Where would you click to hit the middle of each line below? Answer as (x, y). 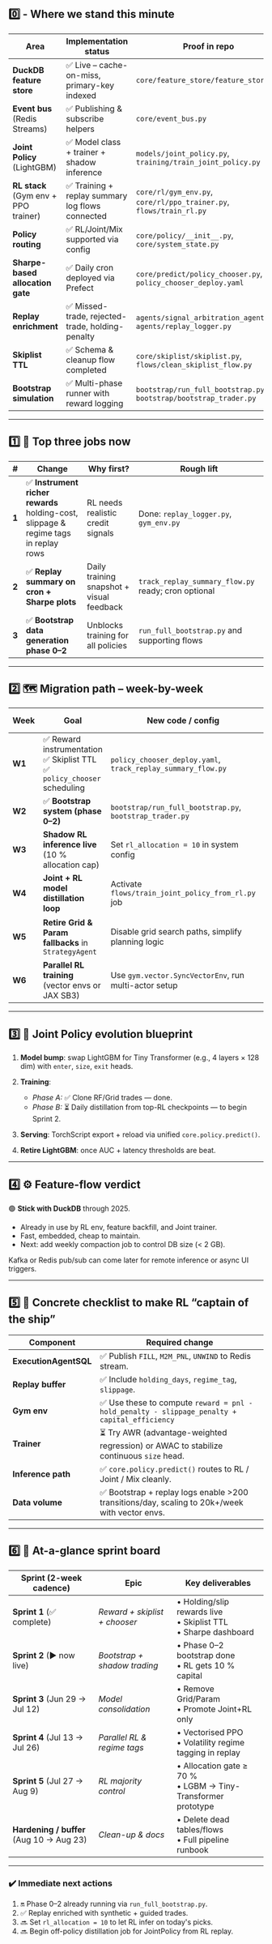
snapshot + (108, 587)
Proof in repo (208, 46)
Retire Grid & (68, 923)
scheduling (64, 788)
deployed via (90, 277)
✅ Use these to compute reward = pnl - (176, 1403)
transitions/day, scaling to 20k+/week (172, 1502)
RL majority (120, 1780)
